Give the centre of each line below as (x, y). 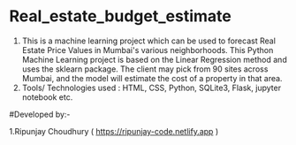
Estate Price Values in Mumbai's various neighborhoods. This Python (148, 50)
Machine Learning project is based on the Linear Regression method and (154, 59)
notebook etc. (47, 97)
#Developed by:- (40, 114)
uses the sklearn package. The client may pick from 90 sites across (145, 69)
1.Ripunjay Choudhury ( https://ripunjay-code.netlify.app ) (114, 131)
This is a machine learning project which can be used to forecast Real (149, 41)
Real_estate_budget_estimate (120, 16)
